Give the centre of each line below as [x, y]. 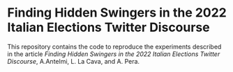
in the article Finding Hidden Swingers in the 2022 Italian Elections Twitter [114, 54]
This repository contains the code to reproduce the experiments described [114, 46]
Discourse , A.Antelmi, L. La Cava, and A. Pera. [74, 61]
